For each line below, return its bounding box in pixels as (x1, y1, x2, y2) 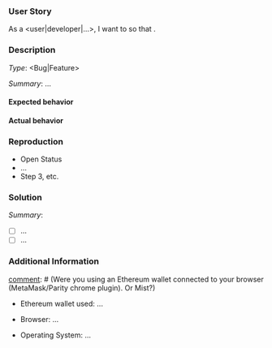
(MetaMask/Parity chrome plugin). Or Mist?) (8, 282, 156, 293)
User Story (8, 6, 52, 17)
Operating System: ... (19, 330, 92, 340)
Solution (8, 192, 43, 203)
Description (8, 45, 56, 56)
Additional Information (8, 256, 100, 267)
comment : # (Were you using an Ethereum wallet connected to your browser (8, 274, 264, 284)
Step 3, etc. (19, 172, 59, 182)
